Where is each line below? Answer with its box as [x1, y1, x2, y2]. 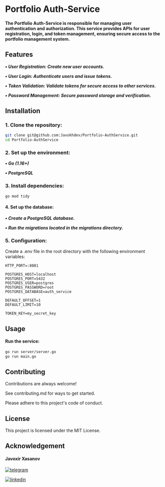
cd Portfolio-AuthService [5, 137, 58, 142]
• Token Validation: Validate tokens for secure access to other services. [5, 83, 157, 89]
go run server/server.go [5, 349, 56, 354]
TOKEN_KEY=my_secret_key [5, 311, 56, 316]
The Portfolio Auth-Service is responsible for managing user [5, 20, 132, 26]
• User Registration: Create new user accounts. [5, 63, 105, 69]
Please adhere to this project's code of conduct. [5, 400, 103, 406]
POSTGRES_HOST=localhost [5, 272, 56, 277]
